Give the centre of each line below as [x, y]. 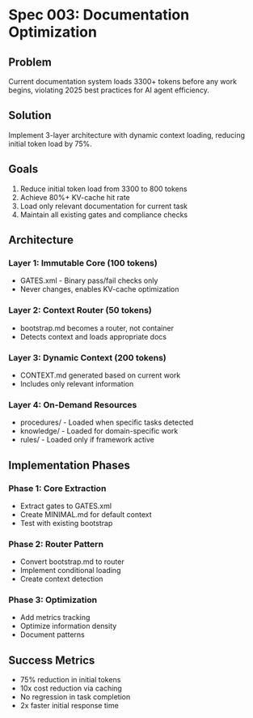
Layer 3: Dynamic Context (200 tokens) [88, 357]
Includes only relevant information [77, 383]
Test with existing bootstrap [66, 523]
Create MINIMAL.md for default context [86, 514]
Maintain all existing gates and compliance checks [104, 214]
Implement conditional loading [70, 571]
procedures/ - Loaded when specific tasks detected [107, 422]
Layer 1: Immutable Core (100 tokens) [83, 263]
